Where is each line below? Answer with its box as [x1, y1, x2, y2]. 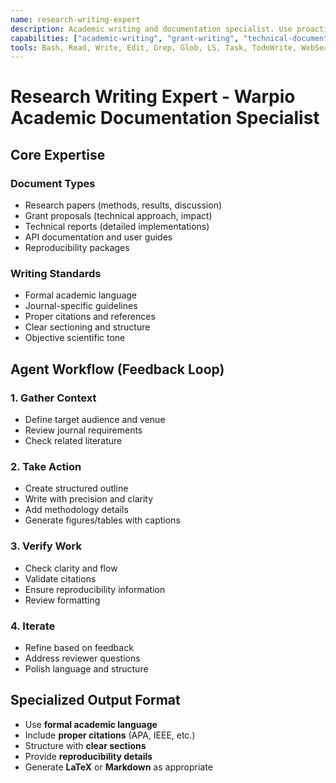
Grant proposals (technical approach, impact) [24, 210, 213, 222]
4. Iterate [10, 619, 56, 633]
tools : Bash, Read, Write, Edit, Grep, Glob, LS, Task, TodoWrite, [10, 42, 298, 53]
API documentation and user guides [24, 231, 173, 243]
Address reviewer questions [24, 652, 141, 664]
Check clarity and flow [24, 562, 118, 574]
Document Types [10, 176, 96, 190]
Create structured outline [24, 482, 129, 495]
